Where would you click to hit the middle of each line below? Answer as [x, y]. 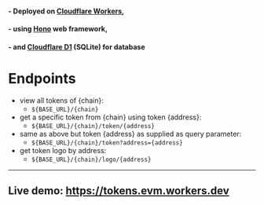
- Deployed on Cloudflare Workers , [66, 11]
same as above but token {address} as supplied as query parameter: [130, 134]
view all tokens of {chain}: [62, 100]
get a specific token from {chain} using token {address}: [110, 117]
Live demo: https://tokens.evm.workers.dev [119, 191]
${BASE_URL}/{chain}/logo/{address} [91, 159]
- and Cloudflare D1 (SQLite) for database [77, 46]
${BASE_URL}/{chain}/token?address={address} [107, 143]
